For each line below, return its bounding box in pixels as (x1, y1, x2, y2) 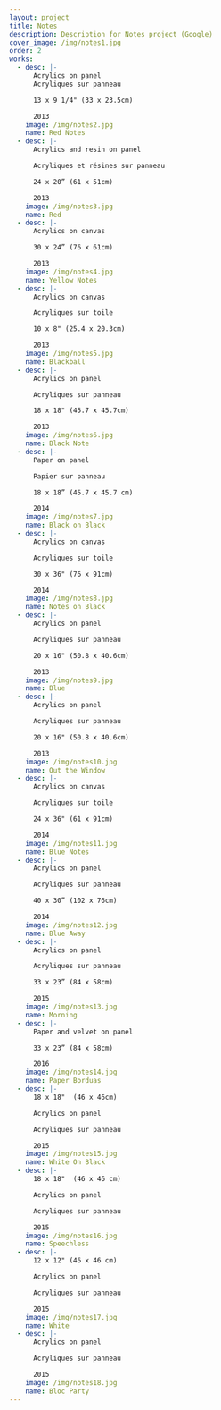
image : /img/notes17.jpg (25, 1313, 118, 1321)
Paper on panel (32, 455, 90, 465)
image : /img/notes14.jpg (25, 1068, 118, 1077)
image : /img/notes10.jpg (25, 757, 118, 766)
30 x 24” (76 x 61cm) (32, 243, 114, 252)
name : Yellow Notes (25, 275, 98, 284)
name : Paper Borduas (25, 1076, 102, 1085)
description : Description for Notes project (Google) (9, 30, 214, 38)
